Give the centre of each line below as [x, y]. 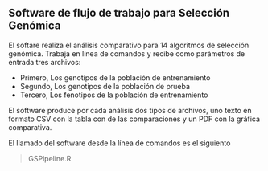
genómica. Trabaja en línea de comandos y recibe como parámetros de [127, 53]
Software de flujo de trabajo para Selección [119, 13]
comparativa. [30, 127]
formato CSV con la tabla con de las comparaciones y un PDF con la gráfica [134, 119]
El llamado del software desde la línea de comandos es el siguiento [120, 143]
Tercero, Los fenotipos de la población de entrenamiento [114, 95]
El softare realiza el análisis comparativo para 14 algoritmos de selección [129, 45]
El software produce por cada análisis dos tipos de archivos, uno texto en [130, 110]
